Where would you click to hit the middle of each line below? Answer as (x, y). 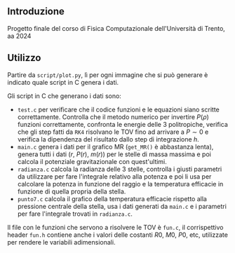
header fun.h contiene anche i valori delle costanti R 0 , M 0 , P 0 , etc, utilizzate (117, 235)
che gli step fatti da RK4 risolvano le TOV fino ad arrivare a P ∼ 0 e (113, 132)
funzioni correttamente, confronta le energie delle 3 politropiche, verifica (122, 124)
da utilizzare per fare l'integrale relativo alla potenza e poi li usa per (114, 176)
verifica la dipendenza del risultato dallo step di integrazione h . (108, 139)
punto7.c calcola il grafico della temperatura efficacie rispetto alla (112, 198)
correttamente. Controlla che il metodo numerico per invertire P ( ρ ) (113, 117)
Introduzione (36, 12)
